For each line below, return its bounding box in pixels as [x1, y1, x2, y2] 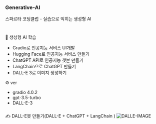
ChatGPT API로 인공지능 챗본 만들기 [12, 57, 84, 63]
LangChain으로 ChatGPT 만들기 [12, 64, 76, 70]
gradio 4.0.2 [12, 89, 38, 96]
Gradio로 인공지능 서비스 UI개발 [12, 45, 75, 51]
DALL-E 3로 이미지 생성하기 [12, 70, 67, 76]
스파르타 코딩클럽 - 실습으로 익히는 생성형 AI [5, 16, 91, 22]
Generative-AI [5, 4, 40, 11]
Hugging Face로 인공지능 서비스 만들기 [12, 51, 90, 57]
